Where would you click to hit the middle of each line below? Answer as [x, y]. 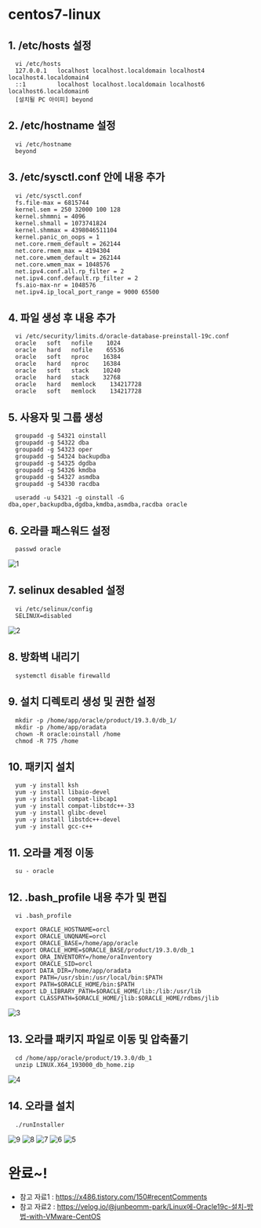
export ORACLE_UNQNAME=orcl [61, 936]
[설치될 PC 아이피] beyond [54, 100]
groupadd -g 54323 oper [54, 450]
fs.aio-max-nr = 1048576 [56, 285]
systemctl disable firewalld [63, 676]
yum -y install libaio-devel [63, 792]
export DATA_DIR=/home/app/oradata [73, 970]
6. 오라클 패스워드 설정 [60, 530]
